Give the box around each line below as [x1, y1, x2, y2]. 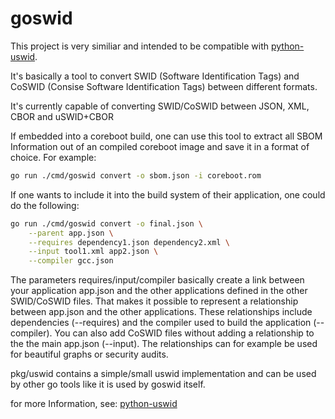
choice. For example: [10, 151, 97, 163]
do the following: [10, 199, 80, 211]
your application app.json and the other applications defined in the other [10, 285, 308, 297]
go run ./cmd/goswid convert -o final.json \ [10, 218, 203, 229]
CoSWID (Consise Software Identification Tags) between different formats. [10, 80, 318, 92]
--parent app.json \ [28, 228, 114, 238]
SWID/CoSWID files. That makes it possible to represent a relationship [10, 295, 299, 307]
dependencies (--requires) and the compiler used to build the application [10, 317, 312, 329]
